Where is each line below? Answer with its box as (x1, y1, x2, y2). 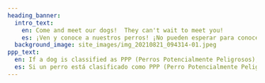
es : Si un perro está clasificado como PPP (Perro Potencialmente (14, 63, 238, 71)
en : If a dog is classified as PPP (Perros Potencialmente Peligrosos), (14, 56, 259, 64)
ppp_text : (7, 48, 40, 56)
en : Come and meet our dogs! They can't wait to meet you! (21, 26, 224, 34)
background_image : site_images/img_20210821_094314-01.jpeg (14, 41, 217, 49)
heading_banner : (7, 11, 61, 20)
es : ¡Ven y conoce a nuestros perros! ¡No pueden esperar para (21, 33, 235, 42)
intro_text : (14, 19, 55, 27)
